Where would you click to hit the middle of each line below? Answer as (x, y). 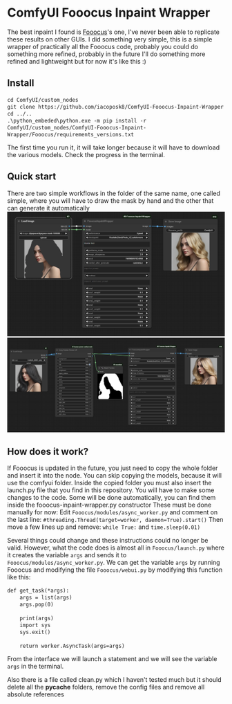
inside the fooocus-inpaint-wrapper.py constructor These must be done (109, 505)
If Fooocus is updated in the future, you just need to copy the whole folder (113, 468)
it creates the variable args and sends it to (67, 555)
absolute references (36, 694)
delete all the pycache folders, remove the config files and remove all (106, 687)
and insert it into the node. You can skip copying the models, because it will (115, 476)
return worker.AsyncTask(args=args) (72, 646)
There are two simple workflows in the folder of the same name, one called (114, 193)
